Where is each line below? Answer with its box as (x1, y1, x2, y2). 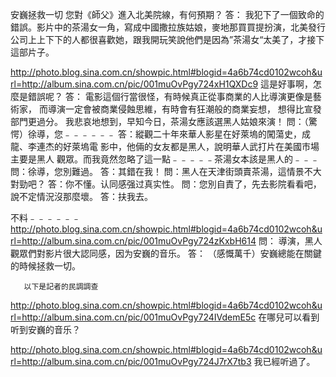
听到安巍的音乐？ (10, 324, 81, 335)
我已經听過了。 (253, 356, 316, 367)
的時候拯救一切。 (10, 260, 81, 272)
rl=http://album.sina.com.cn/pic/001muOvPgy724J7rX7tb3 (10, 356, 252, 367)
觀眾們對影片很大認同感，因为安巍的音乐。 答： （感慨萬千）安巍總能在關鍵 (10, 248, 322, 259)
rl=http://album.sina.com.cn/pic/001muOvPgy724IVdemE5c (10, 311, 257, 323)
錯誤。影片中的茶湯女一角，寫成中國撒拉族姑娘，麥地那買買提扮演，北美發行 (10, 21, 326, 33)
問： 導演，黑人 (258, 235, 323, 247)
